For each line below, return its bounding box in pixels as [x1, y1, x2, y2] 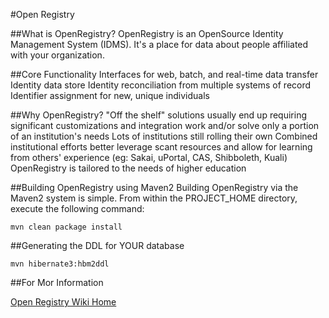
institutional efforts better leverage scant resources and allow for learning [10, 141, 313, 153]
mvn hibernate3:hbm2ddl [10, 259, 110, 269]
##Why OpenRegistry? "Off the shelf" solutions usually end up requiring [10, 109, 307, 121]
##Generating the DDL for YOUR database [10, 240, 185, 251]
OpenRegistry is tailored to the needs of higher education [10, 162, 247, 174]
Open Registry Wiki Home [10, 296, 117, 308]
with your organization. [10, 49, 105, 61]
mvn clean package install [10, 222, 123, 232]
